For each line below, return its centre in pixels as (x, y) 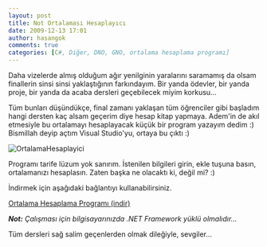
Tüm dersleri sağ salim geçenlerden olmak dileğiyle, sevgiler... (110, 234)
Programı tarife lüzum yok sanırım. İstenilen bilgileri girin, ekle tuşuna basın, (132, 164)
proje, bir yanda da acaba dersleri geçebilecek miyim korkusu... (112, 92)
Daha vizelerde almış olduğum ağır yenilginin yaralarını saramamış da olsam (132, 75)
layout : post (30, 16)
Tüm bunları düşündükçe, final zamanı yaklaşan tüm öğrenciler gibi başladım (134, 108)
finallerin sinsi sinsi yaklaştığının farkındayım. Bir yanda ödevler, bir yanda (129, 84)
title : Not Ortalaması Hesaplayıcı (67, 23)
